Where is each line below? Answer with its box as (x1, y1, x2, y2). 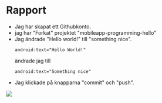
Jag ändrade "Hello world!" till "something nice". (14, 35, 132, 42)
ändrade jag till (14, 57, 51, 64)
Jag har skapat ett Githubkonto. (14, 23, 92, 30)
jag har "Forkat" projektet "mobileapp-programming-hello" (14, 29, 157, 36)
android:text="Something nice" (14, 68, 92, 74)
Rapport (6, 4, 47, 17)
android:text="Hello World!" (14, 46, 86, 53)
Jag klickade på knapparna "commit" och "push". (14, 79, 134, 86)
